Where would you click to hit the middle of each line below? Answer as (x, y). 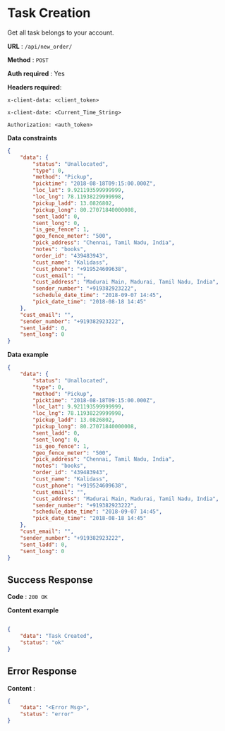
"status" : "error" (47, 714)
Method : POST (28, 60)
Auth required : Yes (36, 73)
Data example (28, 355)
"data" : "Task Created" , (56, 636)
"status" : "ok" (42, 643)
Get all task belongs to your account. (61, 32)
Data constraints (32, 138)
